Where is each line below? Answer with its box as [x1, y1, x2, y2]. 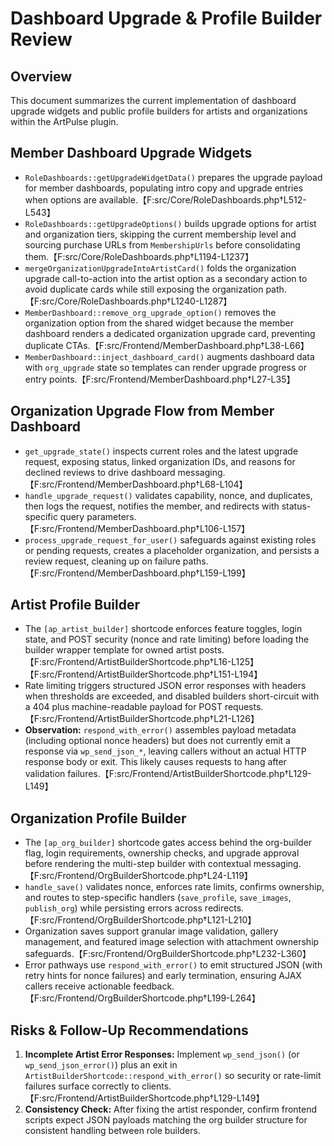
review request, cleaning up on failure [24, 555, 181, 567]
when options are [24, 193, 97, 206]
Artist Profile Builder [10, 597, 141, 614]
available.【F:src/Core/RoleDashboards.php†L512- [98, 193, 307, 206]
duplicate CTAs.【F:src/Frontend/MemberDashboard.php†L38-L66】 [24, 339, 310, 351]
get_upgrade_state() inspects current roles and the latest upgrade [24, 445, 299, 457]
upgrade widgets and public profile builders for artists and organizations [10, 105, 308, 117]
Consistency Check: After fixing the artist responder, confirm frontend [24, 1103, 318, 1116]
